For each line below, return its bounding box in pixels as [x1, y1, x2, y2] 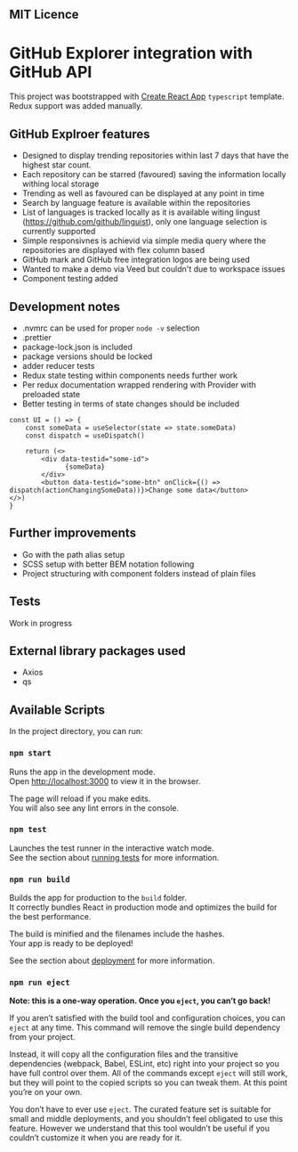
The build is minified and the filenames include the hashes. [9, 928, 225, 939]
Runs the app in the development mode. [9, 766, 156, 777]
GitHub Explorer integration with [9, 43, 254, 63]
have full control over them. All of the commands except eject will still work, [9, 1068, 288, 1079]
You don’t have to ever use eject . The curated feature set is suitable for [9, 1104, 271, 1115]
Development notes [9, 298, 120, 315]
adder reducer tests [21, 360, 95, 371]
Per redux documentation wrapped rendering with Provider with [21, 379, 256, 390]
